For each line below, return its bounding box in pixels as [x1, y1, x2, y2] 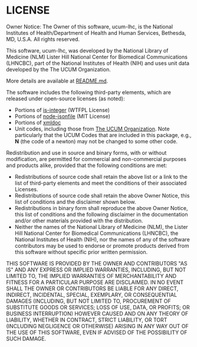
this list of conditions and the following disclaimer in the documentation [14, 211, 188, 218]
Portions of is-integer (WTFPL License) [14, 106, 110, 113]
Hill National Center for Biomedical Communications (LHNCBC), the [14, 230, 179, 237]
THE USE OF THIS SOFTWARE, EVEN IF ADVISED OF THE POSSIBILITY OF [6, 329, 188, 336]
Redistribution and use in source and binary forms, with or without [6, 149, 167, 156]
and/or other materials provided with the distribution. [14, 217, 143, 224]
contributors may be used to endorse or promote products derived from [14, 242, 189, 249]
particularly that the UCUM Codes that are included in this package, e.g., [14, 131, 192, 139]
